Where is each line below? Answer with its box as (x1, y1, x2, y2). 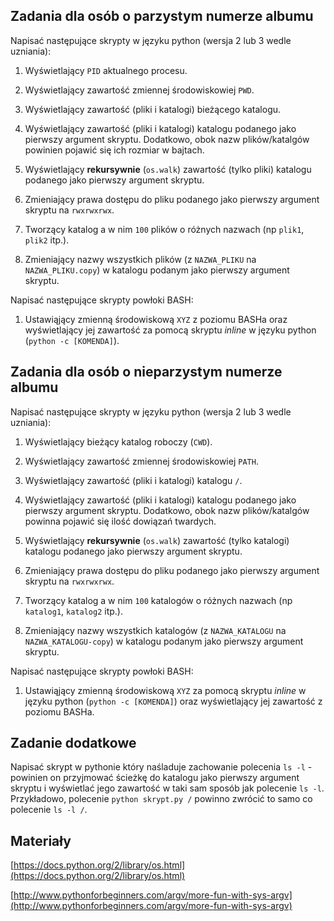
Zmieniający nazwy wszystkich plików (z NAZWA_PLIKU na (24, 253, 257, 265)
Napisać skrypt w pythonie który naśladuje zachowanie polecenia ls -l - (10, 761, 313, 773)
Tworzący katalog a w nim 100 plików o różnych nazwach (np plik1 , (24, 223, 305, 235)
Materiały (10, 832, 72, 849)
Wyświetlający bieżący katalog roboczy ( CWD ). (24, 435, 213, 448)
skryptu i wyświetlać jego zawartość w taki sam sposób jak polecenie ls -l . (10, 782, 325, 794)
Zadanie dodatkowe (10, 735, 137, 752)
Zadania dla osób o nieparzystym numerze (10, 364, 283, 381)
